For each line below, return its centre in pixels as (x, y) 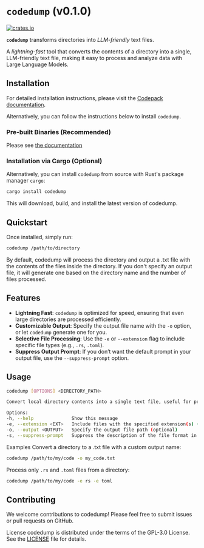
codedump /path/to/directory (43, 248)
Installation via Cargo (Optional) (54, 161)
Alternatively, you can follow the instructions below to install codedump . (93, 116)
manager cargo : (26, 181)
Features (23, 298)
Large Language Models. (37, 64)
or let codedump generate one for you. (61, 332)
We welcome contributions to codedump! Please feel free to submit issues (99, 515)
